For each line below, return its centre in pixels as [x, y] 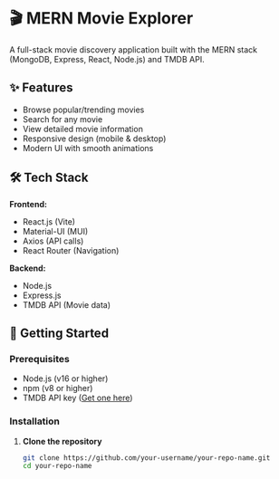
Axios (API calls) [53, 241]
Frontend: [29, 204]
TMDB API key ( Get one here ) [77, 398]
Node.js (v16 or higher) [65, 378]
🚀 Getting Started [59, 333]
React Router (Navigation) [71, 250]
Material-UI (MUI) [55, 231]
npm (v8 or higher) [58, 388]
